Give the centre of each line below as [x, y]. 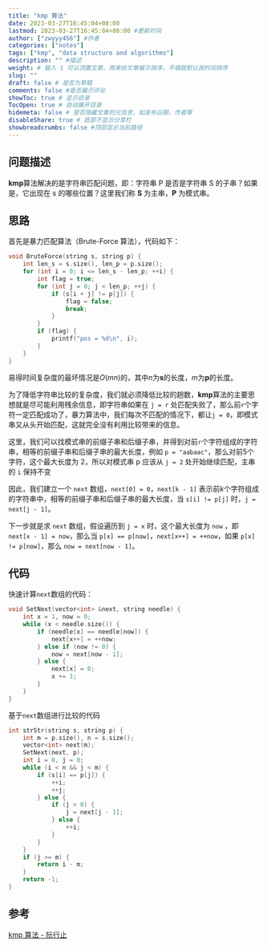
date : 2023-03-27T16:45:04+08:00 [64, 23]
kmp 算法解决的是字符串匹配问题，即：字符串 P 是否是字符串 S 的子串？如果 [133, 183]
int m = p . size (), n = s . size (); [79, 738]
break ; [77, 309]
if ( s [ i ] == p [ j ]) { [71, 775]
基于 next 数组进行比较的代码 [54, 715]
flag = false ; [89, 302]
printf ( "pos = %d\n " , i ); [94, 338]
